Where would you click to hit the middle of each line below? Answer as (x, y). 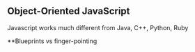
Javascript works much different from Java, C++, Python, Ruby (98, 27)
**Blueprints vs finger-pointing (52, 41)
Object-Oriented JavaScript (69, 11)
